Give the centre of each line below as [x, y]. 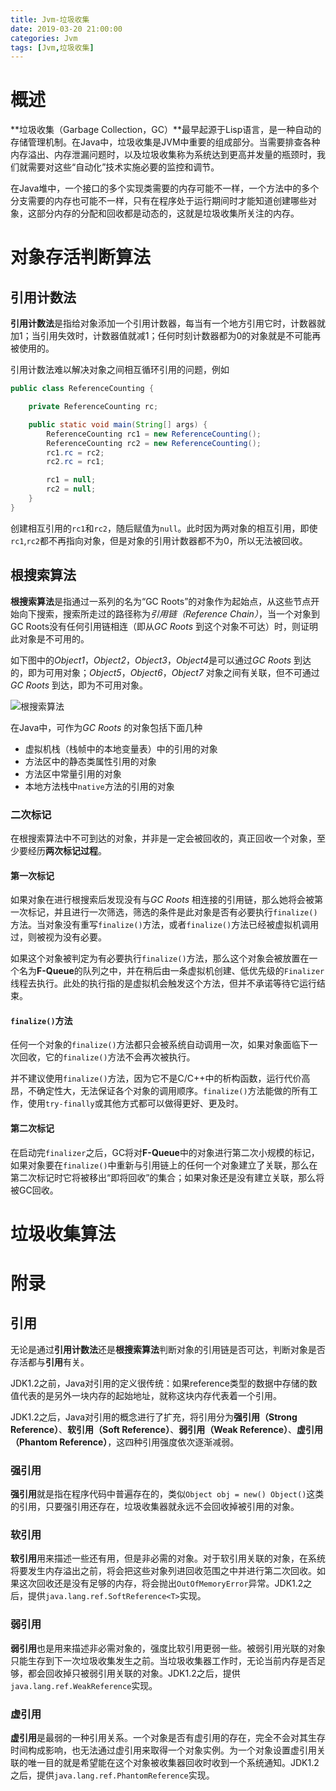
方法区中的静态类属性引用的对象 [90, 761]
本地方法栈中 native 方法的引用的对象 [99, 786]
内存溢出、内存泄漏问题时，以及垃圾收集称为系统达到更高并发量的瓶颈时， [163, 155]
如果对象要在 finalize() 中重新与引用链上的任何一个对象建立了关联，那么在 [164, 1165]
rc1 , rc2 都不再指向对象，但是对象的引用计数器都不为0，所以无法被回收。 [159, 540]
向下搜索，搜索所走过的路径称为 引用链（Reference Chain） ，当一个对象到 [169, 613]
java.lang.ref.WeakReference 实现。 [84, 1685]
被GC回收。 [34, 1190]
